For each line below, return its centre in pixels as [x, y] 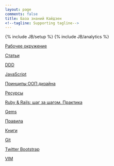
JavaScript [16, 74]
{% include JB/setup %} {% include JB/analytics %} [57, 37]
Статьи [12, 56]
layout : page [18, 9]
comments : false [21, 14]
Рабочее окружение [26, 46]
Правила [14, 121]
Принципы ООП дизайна [30, 84]
